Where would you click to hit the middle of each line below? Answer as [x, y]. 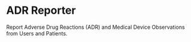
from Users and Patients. [37, 33]
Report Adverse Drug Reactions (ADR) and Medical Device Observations [95, 27]
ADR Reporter [41, 10]
